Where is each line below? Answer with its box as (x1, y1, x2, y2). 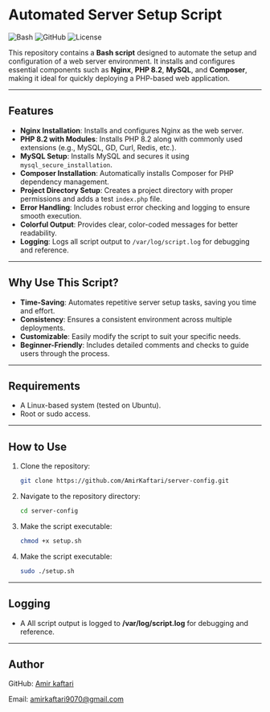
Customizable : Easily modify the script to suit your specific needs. (19, 331, 241, 341)
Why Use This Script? (8, 276, 119, 290)
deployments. (19, 323, 66, 333)
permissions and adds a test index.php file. (19, 194, 162, 203)
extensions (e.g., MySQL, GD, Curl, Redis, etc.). (19, 142, 177, 152)
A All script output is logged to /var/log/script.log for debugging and (19, 618, 249, 628)
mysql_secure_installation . (19, 159, 112, 170)
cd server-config (19, 507, 79, 515)
